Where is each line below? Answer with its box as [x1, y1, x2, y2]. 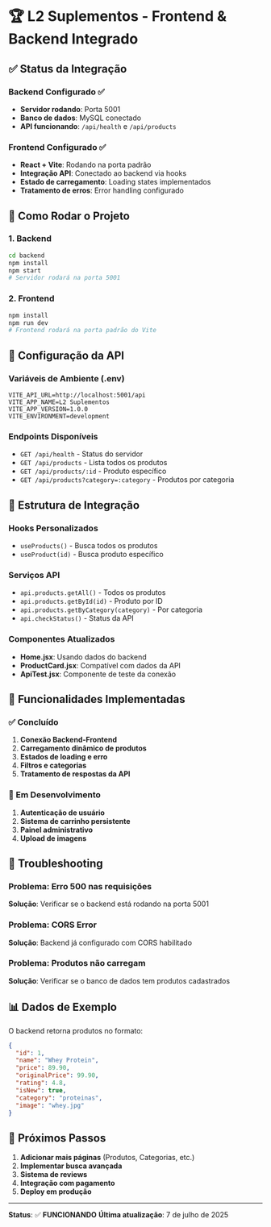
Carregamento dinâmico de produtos [19, 743, 147, 753]
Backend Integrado [8, 30, 139, 48]
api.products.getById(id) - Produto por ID [19, 597, 163, 606]
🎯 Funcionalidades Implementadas [8, 692, 186, 706]
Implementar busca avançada [19, 1161, 123, 1171]
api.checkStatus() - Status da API [19, 613, 135, 623]
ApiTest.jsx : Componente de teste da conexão [19, 669, 176, 679]
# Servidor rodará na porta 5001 [8, 274, 121, 282]
